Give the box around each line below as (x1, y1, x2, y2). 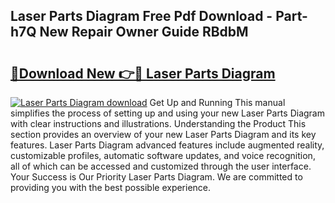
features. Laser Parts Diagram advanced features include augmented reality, (10, 139, 325, 151)
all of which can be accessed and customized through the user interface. (10, 160, 312, 172)
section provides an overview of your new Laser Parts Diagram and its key (10, 129, 317, 140)
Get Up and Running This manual (149, 97, 286, 108)
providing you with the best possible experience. (10, 182, 212, 193)
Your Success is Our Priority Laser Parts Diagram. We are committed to (10, 171, 303, 183)
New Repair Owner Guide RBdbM (39, 24, 249, 41)
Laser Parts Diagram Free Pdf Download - (10, 8, 273, 25)
